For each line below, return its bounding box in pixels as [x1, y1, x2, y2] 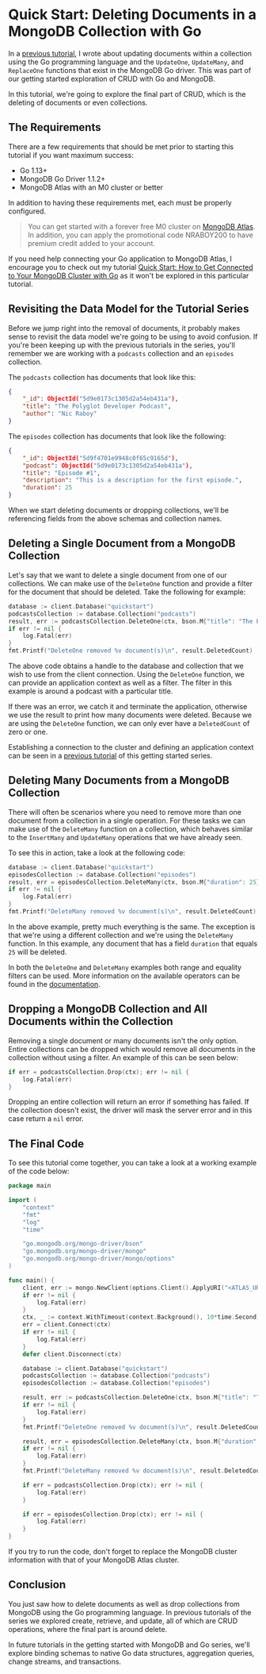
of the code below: [8, 1166, 70, 1176]
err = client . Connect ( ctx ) [22, 1321, 112, 1329]
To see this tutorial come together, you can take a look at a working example [8, 1158, 257, 1168]
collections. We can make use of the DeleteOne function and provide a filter [8, 578, 253, 588]
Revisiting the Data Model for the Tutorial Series [8, 302, 249, 316]
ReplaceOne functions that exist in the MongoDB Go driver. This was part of [8, 65, 252, 75]
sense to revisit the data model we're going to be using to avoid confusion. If [8, 332, 258, 341]
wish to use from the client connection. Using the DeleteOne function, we [8, 670, 245, 679]
